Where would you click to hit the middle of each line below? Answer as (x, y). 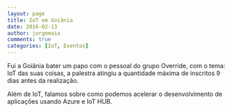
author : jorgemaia (34, 33)
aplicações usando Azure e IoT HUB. (60, 101)
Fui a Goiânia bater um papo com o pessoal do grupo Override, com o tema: (116, 66)
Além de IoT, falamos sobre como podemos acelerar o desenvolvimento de (115, 94)
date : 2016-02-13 (32, 26)
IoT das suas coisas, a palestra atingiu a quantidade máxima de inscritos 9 (114, 73)
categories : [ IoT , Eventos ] (48, 46)
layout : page (26, 14)
